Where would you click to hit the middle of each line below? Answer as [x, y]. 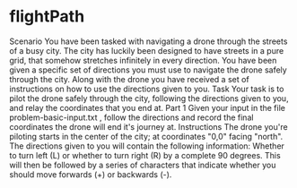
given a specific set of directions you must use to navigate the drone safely [148, 70]
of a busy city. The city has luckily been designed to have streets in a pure [147, 50]
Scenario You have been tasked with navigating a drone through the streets [148, 41]
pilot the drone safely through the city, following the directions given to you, [149, 98]
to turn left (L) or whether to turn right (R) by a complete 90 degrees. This [145, 155]
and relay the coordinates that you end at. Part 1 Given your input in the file [147, 107]
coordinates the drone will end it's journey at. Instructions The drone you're [149, 126]
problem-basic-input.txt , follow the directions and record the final [131, 117]
